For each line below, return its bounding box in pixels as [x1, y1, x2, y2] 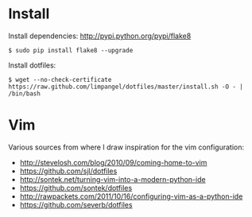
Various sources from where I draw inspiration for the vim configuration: [8, 142, 245, 152]
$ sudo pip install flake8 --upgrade [8, 46, 134, 54]
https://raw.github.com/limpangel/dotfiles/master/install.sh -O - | [8, 83, 244, 91]
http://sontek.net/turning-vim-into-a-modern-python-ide [19, 174, 206, 184]
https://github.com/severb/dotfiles [19, 200, 133, 209]
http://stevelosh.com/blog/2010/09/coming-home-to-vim [19, 157, 207, 167]
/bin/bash [8, 89, 41, 98]
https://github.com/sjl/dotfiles [19, 166, 118, 176]
